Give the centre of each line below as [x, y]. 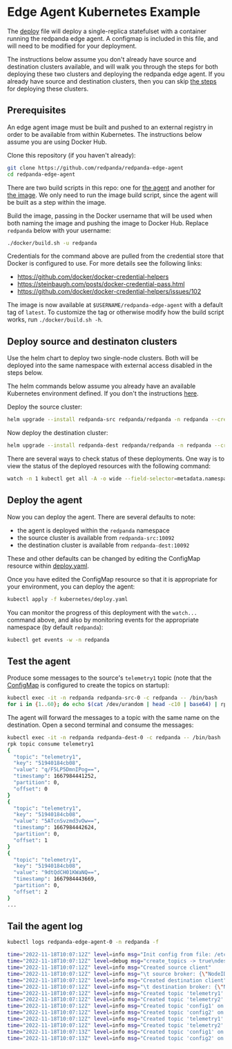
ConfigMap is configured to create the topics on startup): [88, 685]
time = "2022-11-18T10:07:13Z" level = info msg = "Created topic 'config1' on [116, 1032]
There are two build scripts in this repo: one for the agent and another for [111, 187]
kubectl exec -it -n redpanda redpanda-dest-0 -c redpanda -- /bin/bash [114, 737]
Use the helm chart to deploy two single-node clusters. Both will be [103, 358]
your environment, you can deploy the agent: [71, 586]
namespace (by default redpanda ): [55, 627]
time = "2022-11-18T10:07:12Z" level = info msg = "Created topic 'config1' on [116, 1006]
